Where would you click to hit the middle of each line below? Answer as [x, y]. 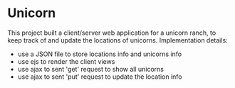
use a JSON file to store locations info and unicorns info [100, 54]
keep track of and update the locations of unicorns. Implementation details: [117, 40]
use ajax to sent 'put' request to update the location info [100, 77]
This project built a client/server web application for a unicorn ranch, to [112, 33]
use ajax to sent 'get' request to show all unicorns [90, 69]
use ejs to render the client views [66, 61]
